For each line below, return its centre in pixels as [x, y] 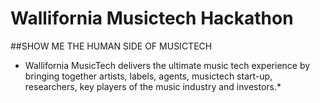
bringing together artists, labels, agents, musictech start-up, [148, 76]
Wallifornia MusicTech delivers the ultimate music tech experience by [167, 65]
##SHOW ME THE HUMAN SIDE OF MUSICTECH [111, 46]
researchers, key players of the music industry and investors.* [153, 86]
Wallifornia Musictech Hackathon [152, 18]
